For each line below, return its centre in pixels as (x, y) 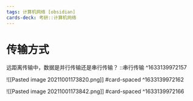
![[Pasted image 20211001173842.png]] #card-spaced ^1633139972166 (95, 91)
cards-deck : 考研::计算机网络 (41, 18)
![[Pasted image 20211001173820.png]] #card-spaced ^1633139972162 (95, 80)
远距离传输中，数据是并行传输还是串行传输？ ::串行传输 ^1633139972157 (97, 68)
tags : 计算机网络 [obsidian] (41, 12)
